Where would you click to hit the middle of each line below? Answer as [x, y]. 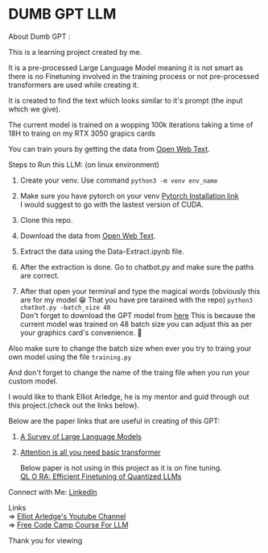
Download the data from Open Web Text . [88, 236]
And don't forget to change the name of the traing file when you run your [129, 372]
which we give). [35, 109]
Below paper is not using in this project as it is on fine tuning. [121, 467]
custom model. [33, 381]
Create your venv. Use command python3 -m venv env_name [119, 180]
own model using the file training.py [70, 357]
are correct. [39, 275]
